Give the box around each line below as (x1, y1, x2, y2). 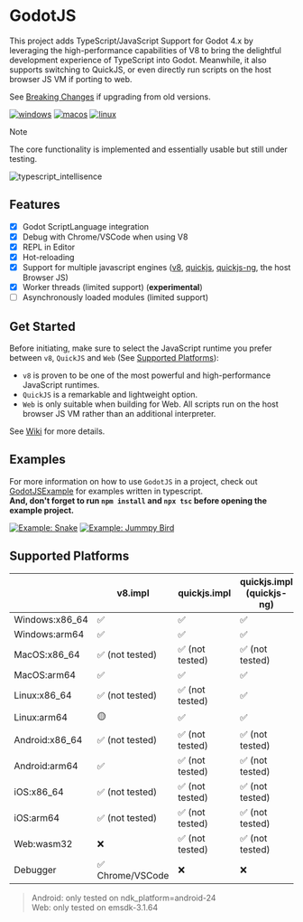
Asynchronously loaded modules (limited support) (22, 292, 209, 303)
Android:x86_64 (14, 733, 83, 746)
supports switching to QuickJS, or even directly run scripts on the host (9, 64, 272, 75)
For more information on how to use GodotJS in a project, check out (9, 475, 258, 486)
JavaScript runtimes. (22, 380, 100, 390)
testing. (9, 153, 38, 164)
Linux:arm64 (14, 711, 68, 724)
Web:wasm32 (14, 837, 73, 850)
